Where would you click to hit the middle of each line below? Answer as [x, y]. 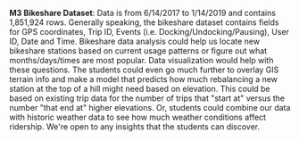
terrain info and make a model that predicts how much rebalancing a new [144, 79]
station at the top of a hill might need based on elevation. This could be [140, 89]
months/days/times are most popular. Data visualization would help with [141, 60]
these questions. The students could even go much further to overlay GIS [144, 70]
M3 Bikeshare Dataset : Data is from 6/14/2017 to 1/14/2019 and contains [143, 13]
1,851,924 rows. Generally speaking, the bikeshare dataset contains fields [144, 22]
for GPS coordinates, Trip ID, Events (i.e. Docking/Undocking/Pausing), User [149, 32]
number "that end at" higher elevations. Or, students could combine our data [150, 108]
